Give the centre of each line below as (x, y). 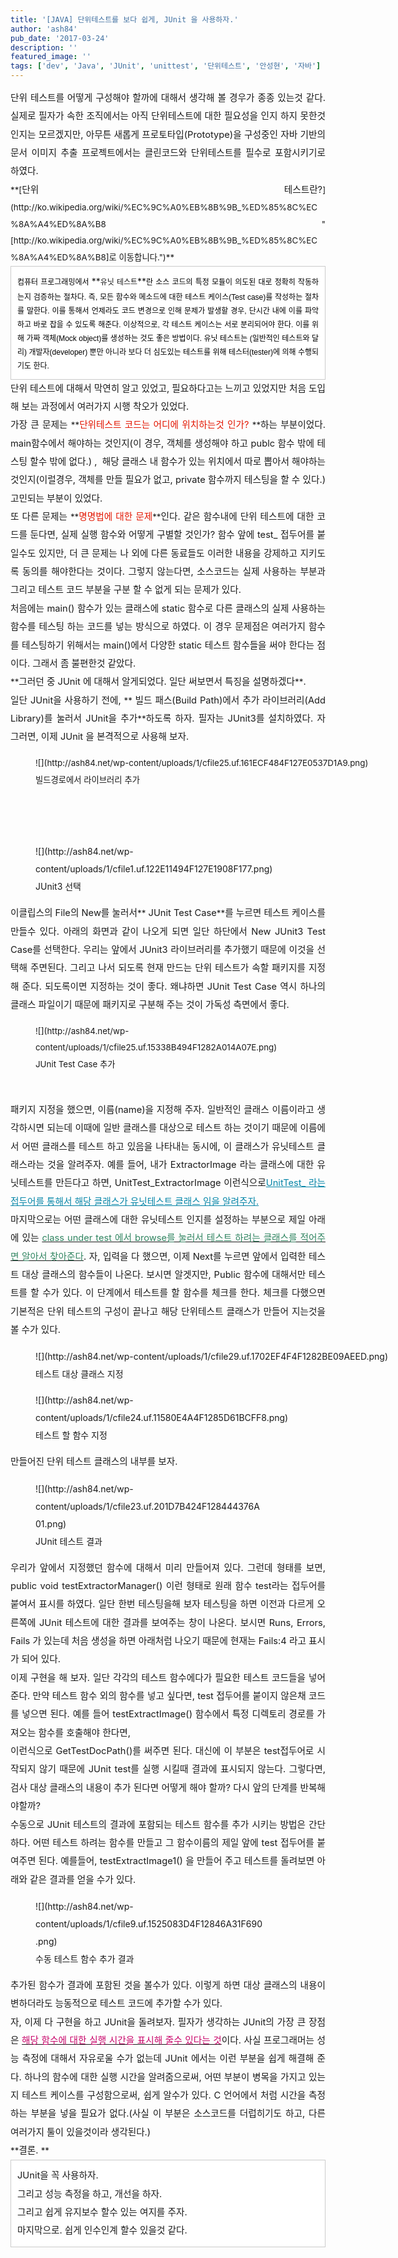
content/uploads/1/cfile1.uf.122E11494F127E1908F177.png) (154, 869)
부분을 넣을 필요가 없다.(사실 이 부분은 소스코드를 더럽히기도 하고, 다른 (178, 2113)
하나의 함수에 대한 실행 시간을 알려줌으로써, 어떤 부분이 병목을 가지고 (165, 2077)
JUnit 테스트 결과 (69, 1541)
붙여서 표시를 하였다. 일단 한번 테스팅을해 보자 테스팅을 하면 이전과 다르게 (162, 1604)
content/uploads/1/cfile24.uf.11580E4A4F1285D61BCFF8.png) (162, 1418)
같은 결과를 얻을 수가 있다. (83, 1879)
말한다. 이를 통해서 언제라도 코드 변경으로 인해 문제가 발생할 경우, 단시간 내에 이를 (164, 311)
